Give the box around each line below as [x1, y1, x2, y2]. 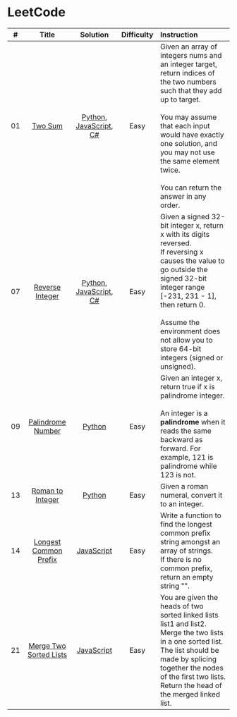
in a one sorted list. [159, 636, 224, 646]
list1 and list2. [159, 618, 207, 628]
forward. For [159, 443, 201, 453]
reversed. [159, 238, 192, 247]
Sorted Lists [27, 649, 68, 659]
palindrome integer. [159, 391, 225, 400]
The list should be [159, 645, 219, 655]
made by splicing [159, 654, 217, 663]
